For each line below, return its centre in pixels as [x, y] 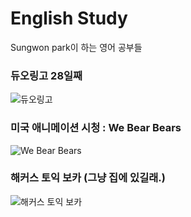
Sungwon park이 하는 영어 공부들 [76, 47]
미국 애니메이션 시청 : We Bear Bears [96, 128]
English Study [69, 18]
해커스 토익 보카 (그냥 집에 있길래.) [88, 178]
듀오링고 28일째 [46, 75]
